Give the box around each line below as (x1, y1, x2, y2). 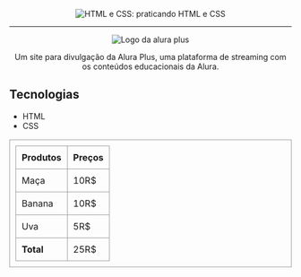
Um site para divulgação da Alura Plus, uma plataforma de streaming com (14, 52, 287, 62)
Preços (73, 151, 105, 163)
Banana (21, 197, 54, 210)
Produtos (21, 151, 62, 163)
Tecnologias (9, 87, 80, 102)
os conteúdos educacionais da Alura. (82, 61, 219, 72)
